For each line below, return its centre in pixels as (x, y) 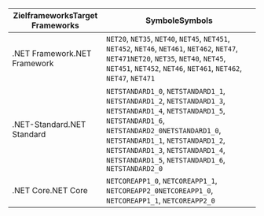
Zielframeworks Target (55, 15)
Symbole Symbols (179, 20)
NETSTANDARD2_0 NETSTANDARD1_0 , (163, 130)
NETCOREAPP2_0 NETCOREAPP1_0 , (159, 190)
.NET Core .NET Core (50, 190)
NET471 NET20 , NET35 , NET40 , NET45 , (166, 58)
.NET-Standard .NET (49, 124)
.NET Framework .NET (52, 53)
